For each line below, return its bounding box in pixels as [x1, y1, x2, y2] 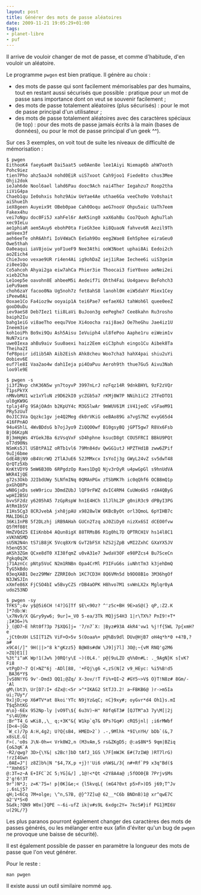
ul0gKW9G [6, 398, 28, 404]
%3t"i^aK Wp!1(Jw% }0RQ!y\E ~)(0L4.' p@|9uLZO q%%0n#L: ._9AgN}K [6, 655, 173, 661]
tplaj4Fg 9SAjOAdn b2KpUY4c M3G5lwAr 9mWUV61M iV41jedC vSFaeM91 [6, 403, 173, 409]
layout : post [6, 8, 39, 15]
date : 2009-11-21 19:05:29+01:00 [6, 20, 90, 26]
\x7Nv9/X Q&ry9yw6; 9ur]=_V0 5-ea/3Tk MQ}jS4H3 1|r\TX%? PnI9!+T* [6, 613, 176, 619]
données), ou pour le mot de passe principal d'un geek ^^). [14, 127, 161, 134]
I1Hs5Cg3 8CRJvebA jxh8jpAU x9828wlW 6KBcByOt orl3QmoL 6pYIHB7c [6, 508, 173, 514]
